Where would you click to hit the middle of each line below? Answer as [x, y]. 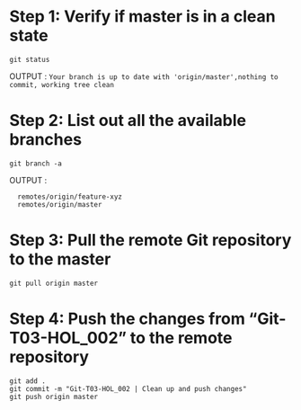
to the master [60, 259]
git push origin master [54, 397]
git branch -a [36, 164]
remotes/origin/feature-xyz [70, 196]
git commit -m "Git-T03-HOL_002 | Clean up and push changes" [128, 388]
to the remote [181, 338]
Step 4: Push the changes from [127, 319]
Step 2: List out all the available [128, 121]
